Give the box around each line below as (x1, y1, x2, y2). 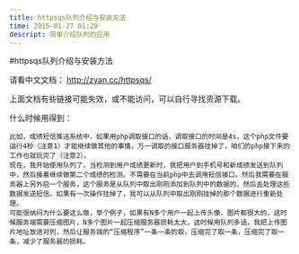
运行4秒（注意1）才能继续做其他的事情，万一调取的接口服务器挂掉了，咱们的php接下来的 (9, 142, 290, 151)
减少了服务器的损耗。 (22, 237, 90, 247)
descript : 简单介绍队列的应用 (9, 30, 110, 39)
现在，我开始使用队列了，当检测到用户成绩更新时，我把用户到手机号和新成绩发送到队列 (9, 161, 284, 171)
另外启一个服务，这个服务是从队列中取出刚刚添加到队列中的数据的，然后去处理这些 (29, 180, 290, 189)
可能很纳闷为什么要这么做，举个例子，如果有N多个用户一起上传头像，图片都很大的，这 (9, 208, 281, 218)
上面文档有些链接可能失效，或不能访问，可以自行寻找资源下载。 (9, 93, 245, 104)
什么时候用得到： (9, 113, 73, 124)
